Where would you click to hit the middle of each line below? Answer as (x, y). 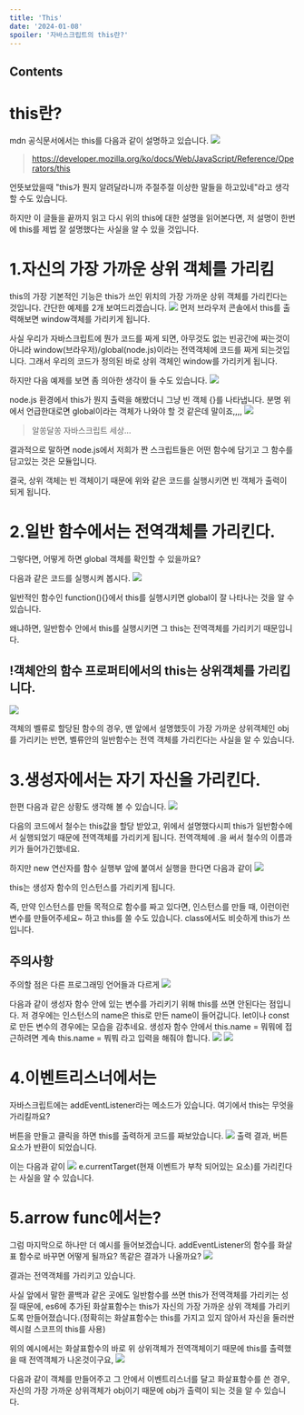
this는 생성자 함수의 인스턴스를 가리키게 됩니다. (93, 888)
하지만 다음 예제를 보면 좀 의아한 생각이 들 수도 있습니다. (108, 380)
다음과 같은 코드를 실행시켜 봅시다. (70, 577)
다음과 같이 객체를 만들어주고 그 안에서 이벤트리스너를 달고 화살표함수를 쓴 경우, (150, 1380)
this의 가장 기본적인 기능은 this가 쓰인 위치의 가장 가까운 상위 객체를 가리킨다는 (148, 296)
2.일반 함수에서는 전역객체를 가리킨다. (142, 532)
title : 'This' (36, 18)
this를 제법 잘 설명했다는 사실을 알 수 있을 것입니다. (109, 229)
